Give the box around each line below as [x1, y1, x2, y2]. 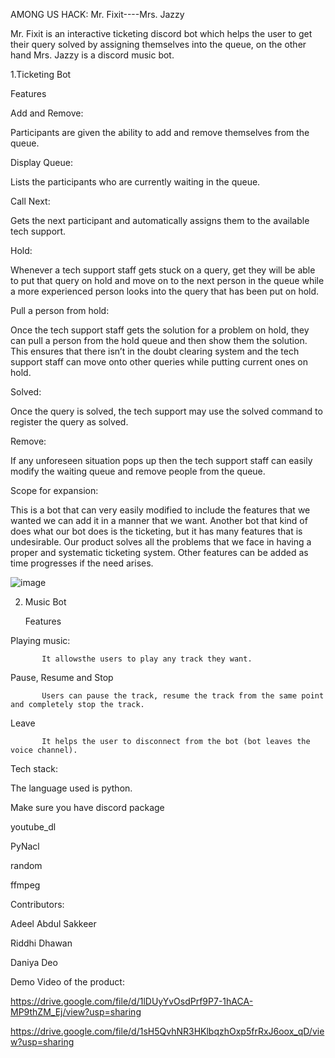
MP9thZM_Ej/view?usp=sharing [10, 1006, 142, 1018]
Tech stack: [10, 763, 58, 774]
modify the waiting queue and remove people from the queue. [10, 465, 266, 477]
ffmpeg [10, 879, 41, 891]
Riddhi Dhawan [10, 937, 73, 949]
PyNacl [10, 840, 40, 852]
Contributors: [10, 899, 65, 910]
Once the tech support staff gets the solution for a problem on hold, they [10, 324, 310, 336]
